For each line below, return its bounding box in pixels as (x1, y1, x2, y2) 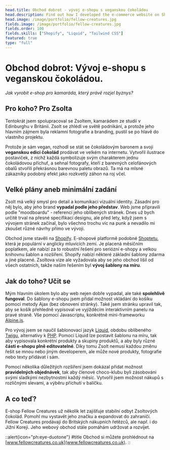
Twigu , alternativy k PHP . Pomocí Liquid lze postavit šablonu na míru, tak (5, 333, 157, 339)
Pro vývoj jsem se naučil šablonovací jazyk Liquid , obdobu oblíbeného (5, 327, 152, 333)
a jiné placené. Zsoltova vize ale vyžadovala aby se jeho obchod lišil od (5, 257, 154, 263)
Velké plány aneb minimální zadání (5, 185, 117, 194)
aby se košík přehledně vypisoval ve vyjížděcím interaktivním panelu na (5, 307, 154, 313)
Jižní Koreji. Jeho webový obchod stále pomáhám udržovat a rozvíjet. (5, 424, 150, 430)
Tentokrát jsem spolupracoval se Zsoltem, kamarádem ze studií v (5, 117, 141, 124)
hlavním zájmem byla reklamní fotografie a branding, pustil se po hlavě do (5, 129, 159, 135)
